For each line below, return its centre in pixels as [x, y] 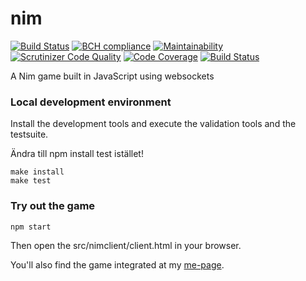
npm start [31, 227]
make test [31, 181]
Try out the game [53, 206]
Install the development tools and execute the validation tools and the [153, 124]
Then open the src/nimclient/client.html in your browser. [126, 245]
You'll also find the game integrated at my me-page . [117, 264]
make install [37, 172]
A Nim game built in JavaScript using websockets [112, 76]
